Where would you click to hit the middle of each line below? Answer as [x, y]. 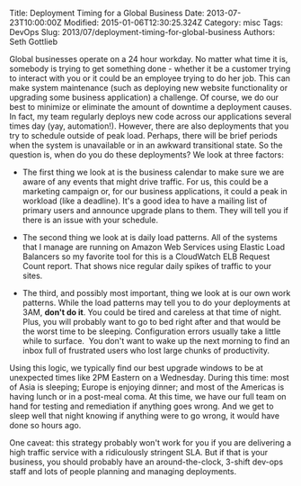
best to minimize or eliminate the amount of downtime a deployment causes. [150, 107]
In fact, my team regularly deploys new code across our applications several [150, 117]
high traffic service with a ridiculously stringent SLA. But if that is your [138, 452]
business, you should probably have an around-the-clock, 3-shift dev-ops [146, 462]
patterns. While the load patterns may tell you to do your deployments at [156, 302]
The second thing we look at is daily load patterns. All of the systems [150, 237]
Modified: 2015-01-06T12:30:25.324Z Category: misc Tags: [173, 22]
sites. [32, 275]
